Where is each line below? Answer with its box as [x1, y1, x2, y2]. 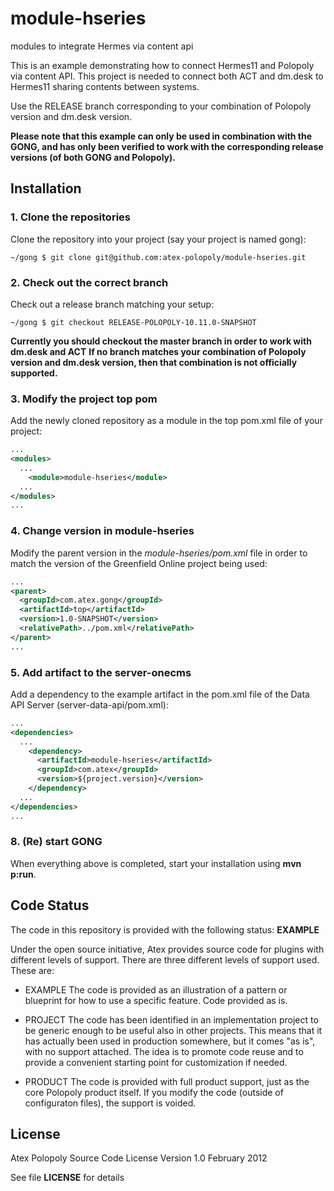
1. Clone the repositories [10, 210, 131, 224]
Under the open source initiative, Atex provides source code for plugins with [10, 943, 325, 955]
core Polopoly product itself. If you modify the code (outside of [24, 1086, 284, 1098]
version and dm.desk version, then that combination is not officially [10, 356, 298, 368]
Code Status [10, 897, 90, 914]
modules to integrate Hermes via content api [10, 40, 194, 52]
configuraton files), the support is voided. [24, 1097, 197, 1109]
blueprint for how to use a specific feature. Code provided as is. [24, 994, 288, 1006]
